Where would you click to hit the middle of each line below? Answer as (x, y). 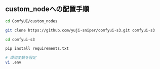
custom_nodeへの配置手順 (47, 9)
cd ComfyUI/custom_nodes (31, 21)
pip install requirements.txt (37, 49)
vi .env (13, 62)
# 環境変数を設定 (21, 58)
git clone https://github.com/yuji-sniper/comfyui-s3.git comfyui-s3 (80, 30)
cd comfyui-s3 (20, 40)
